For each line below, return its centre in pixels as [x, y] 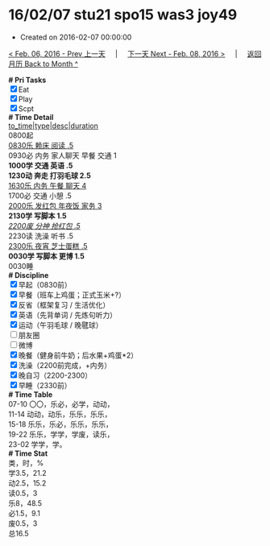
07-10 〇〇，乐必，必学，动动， [61, 403]
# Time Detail [31, 117]
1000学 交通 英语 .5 [41, 165]
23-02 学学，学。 [37, 444]
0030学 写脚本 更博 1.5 [46, 256]
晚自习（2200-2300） [56, 375]
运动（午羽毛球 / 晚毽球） [61, 325]
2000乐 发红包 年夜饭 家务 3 [55, 205]
